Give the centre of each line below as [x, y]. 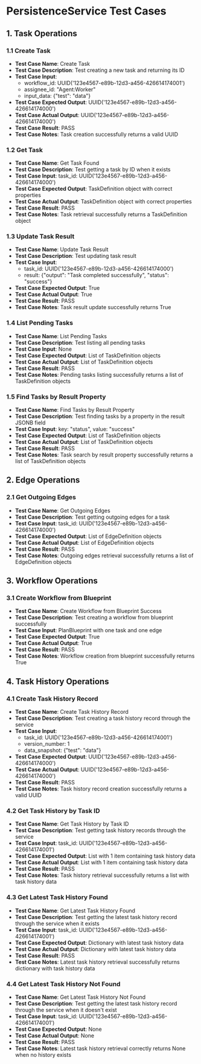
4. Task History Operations [58, 681]
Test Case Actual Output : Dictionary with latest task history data [95, 949]
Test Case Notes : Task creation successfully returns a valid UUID [97, 134]
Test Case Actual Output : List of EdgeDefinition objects [85, 542]
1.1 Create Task [29, 51]
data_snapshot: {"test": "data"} [62, 751]
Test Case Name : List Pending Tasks [61, 336]
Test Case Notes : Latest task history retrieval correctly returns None [100, 1048]
